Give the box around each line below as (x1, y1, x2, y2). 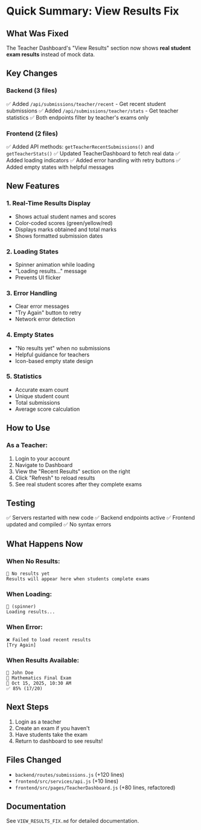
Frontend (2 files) (6, 129, 59, 137)
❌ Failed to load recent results (6, 636, 91, 642)
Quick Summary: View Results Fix (6, 4, 179, 18)
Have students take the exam (14, 731, 88, 738)
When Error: (6, 623, 43, 632)
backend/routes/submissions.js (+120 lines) (14, 771, 125, 778)
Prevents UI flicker (14, 273, 62, 281)
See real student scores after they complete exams (14, 480, 142, 488)
